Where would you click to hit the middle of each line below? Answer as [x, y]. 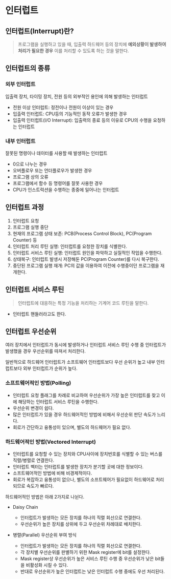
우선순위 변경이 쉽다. [33, 408]
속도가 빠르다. [40, 486]
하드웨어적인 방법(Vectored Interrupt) [51, 442]
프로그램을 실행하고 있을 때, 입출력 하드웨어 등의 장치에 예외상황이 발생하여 [92, 44]
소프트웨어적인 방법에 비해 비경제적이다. [52, 473]
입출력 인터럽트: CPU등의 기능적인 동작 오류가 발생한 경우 [70, 114]
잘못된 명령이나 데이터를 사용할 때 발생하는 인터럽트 [56, 153]
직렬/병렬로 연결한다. [33, 460]
